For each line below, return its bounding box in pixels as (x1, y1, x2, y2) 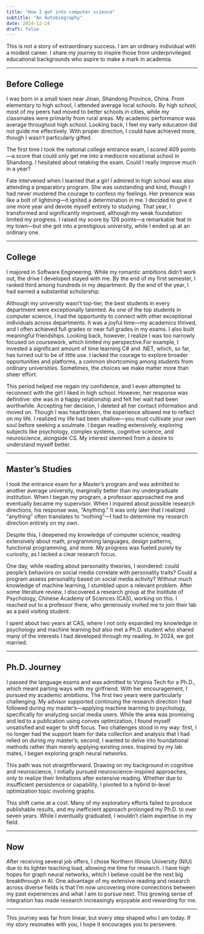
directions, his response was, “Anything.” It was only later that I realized (6, 506, 185, 514)
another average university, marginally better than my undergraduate (6, 487, 179, 494)
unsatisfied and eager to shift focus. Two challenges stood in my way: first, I (6, 723, 197, 731)
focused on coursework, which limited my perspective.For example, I (6, 338, 179, 345)
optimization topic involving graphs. (6, 787, 96, 794)
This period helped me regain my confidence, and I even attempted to (6, 382, 181, 390)
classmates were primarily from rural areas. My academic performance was (6, 115, 196, 122)
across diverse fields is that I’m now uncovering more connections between (6, 884, 195, 891)
